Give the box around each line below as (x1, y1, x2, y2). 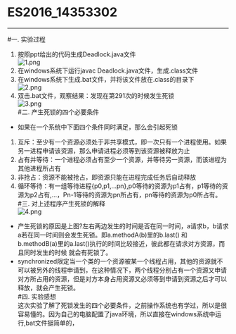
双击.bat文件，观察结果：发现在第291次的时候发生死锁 (17, 91, 174, 99)
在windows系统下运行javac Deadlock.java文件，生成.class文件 (17, 66, 199, 75)
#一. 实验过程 (7, 35, 46, 43)
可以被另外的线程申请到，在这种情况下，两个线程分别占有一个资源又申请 (17, 266, 227, 274)
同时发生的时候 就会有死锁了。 (23, 248, 112, 256)
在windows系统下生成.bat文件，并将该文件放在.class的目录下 (17, 75, 195, 83)
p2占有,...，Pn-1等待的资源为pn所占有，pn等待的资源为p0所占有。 (29, 190, 222, 199)
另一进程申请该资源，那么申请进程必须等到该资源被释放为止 (17, 146, 190, 155)
